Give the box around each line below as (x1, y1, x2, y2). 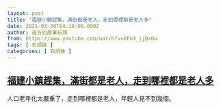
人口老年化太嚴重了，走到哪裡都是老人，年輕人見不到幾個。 (7, 94, 175, 102)
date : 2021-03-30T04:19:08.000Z (7, 22, 99, 29)
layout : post (7, 10, 44, 17)
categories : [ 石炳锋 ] (7, 48, 72, 55)
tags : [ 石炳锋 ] (7, 42, 53, 48)
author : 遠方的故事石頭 (7, 29, 68, 36)
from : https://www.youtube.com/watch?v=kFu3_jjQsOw (7, 35, 157, 42)
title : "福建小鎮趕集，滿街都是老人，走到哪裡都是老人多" (7, 16, 152, 23)
